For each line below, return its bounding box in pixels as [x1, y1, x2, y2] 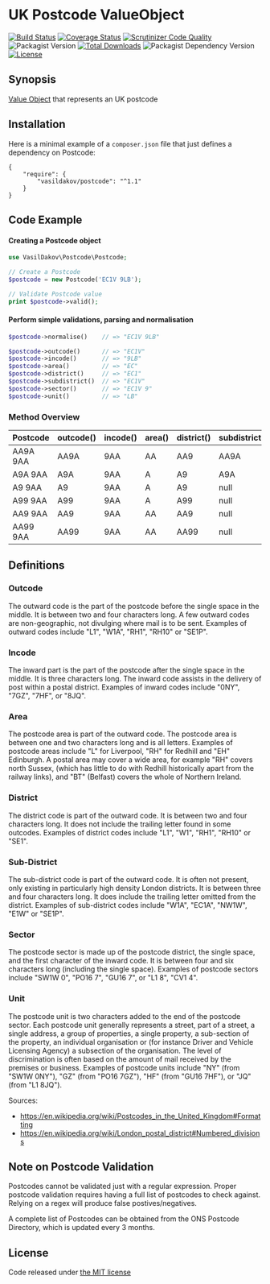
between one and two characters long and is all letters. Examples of [8, 738, 233, 748]
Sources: [8, 1096, 39, 1105]
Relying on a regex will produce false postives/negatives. [8, 1199, 197, 1208]
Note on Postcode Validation [8, 1160, 154, 1174]
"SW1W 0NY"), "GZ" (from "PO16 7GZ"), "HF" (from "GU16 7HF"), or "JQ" [8, 1071, 252, 1081]
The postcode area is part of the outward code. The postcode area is [8, 729, 237, 739]
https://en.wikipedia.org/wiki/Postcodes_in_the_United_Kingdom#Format [19, 1111, 261, 1120]
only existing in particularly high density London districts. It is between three [8, 883, 261, 893]
